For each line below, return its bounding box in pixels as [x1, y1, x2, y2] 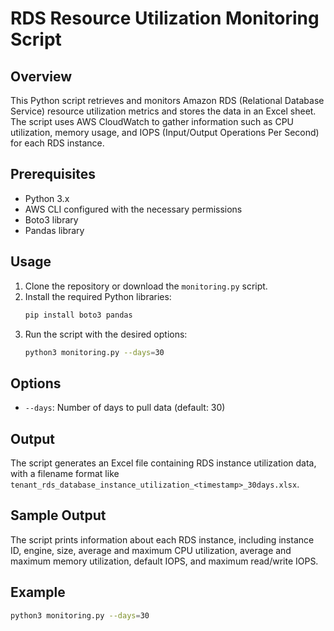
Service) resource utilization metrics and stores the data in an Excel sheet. [10, 105, 317, 117]
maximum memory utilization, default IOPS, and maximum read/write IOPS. [10, 555, 319, 567]
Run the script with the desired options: [24, 328, 188, 340]
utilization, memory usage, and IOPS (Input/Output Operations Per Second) [10, 127, 320, 138]
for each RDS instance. [10, 137, 105, 149]
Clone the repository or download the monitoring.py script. [24, 280, 268, 292]
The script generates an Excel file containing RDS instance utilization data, [10, 457, 317, 469]
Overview [10, 68, 73, 85]
